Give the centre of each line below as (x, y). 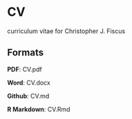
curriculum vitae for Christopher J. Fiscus (66, 31)
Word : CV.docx (29, 83)
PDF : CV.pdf (25, 69)
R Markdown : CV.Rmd (39, 109)
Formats (25, 53)
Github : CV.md (28, 96)
